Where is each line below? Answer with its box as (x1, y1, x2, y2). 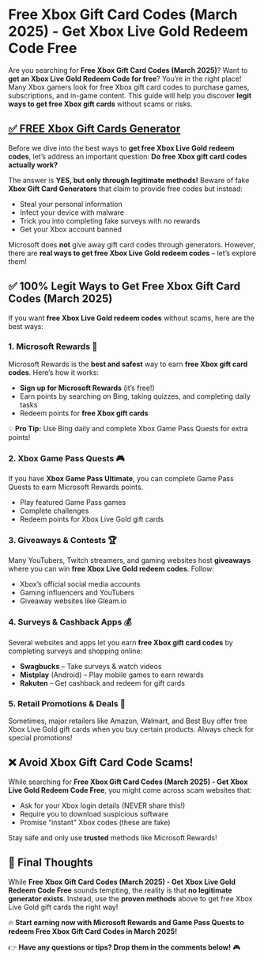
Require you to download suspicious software (19, 809, 169, 818)
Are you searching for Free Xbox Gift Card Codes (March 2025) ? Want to (8, 65, 248, 75)
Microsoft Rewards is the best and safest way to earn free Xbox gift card (8, 359, 248, 369)
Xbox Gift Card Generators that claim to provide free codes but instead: (8, 184, 243, 193)
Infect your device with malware (19, 208, 125, 217)
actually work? (8, 160, 58, 170)
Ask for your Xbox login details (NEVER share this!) (19, 801, 186, 810)
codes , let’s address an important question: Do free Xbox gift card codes (8, 151, 247, 161)
